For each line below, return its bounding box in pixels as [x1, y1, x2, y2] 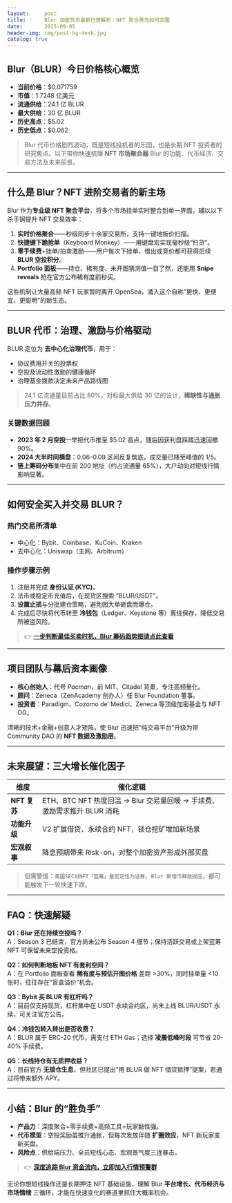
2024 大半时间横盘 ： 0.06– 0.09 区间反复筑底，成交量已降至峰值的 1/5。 [17, 453, 220, 461]
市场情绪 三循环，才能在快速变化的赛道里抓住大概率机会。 [7, 1188, 173, 1197]
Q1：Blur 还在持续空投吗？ [7, 929, 83, 937]
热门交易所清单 [7, 521, 57, 531]
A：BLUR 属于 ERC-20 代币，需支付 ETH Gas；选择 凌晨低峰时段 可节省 [7, 1034, 212, 1042]
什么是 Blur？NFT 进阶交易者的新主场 [7, 187, 166, 198]
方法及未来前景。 [30, 158, 79, 166]
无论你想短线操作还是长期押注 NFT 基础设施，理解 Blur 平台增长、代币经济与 [7, 1180, 225, 1188]
